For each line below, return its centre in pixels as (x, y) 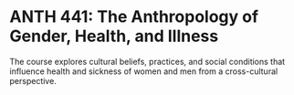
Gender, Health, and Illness (114, 36)
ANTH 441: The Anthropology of (134, 17)
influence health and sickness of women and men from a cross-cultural (144, 71)
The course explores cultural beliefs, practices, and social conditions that (147, 61)
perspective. (33, 80)
